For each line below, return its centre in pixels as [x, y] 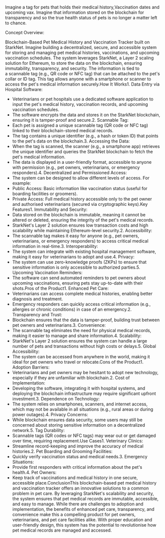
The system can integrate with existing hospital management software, [84, 251]
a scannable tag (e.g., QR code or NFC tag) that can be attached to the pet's [82, 73]
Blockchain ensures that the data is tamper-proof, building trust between [86, 320]
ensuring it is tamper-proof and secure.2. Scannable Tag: [70, 120]
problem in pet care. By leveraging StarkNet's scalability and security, [83, 493]
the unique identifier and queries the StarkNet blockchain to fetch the [82, 151]
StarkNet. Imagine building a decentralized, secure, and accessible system [81, 47]
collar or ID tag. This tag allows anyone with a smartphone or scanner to [78, 79]
